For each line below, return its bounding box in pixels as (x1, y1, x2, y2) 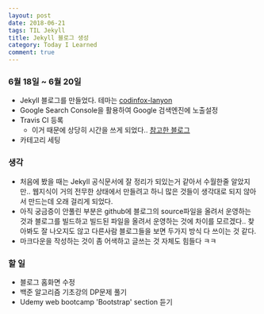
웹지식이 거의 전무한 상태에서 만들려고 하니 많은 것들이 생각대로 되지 (32, 186, 242, 196)
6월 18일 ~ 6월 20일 (8, 76, 82, 87)
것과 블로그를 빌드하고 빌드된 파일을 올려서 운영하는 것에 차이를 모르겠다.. (19, 216, 247, 226)
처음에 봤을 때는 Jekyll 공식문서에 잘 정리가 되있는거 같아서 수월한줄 (19, 176, 230, 186)
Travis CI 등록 (19, 116, 64, 125)
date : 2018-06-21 (8, 19, 66, 27)
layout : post (8, 11, 52, 20)
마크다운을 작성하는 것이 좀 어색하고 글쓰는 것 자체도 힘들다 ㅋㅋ (19, 235, 216, 246)
